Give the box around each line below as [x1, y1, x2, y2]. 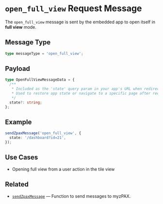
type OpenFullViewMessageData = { [5, 77, 75, 83]
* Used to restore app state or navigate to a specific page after [11, 91, 151, 96]
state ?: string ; [9, 100, 42, 105]
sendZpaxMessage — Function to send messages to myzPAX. [12, 193, 131, 199]
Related [5, 180, 29, 188]
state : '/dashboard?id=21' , [9, 136, 66, 140]
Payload [5, 65, 31, 73]
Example [5, 118, 32, 126]
